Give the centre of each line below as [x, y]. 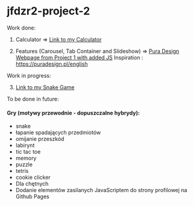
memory [26, 158]
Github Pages [33, 196]
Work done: [21, 28]
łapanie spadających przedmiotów [58, 133]
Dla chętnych [32, 184]
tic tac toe [28, 152]
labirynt [25, 145]
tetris [22, 171]
